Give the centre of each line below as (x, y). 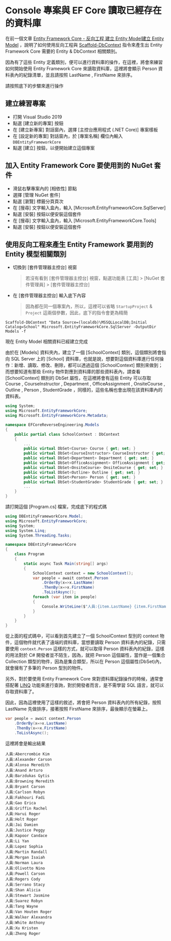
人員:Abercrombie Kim (28, 754)
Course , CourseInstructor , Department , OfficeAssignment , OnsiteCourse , (85, 384)
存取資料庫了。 (21, 692)
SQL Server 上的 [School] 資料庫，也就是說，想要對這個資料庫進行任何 (85, 359)
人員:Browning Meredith (30, 781)
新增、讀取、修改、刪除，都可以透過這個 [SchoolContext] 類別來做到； (89, 365)
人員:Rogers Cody (23, 879)
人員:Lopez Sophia (24, 846)
